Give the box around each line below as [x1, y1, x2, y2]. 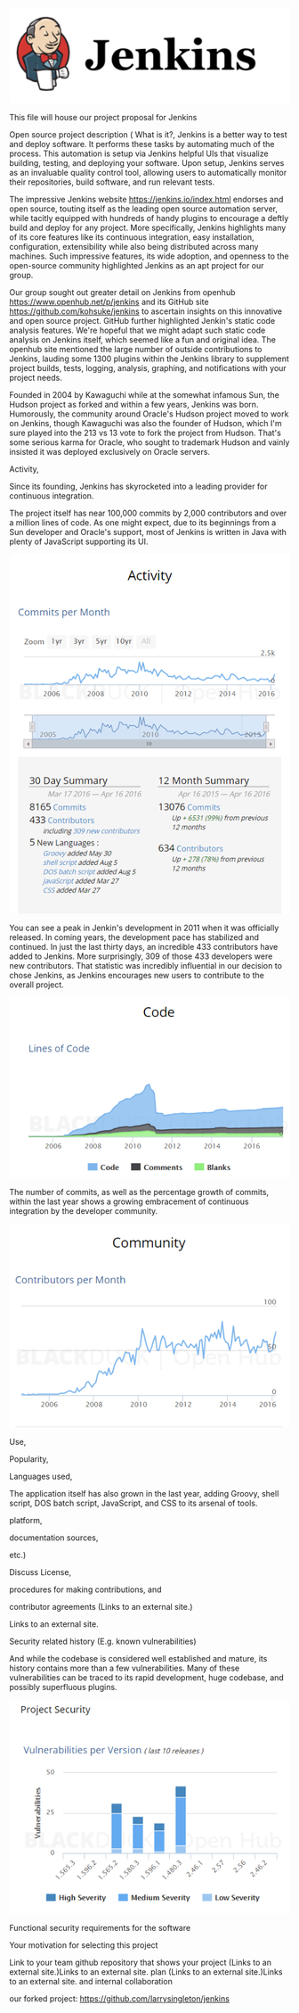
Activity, [9, 463, 40, 474]
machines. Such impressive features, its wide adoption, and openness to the [9, 251, 289, 261]
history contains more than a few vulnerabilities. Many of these [9, 1662, 240, 1674]
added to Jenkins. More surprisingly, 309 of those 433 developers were [9, 951, 273, 961]
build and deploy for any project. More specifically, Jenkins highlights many [9, 222, 287, 233]
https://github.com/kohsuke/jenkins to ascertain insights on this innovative [9, 306, 283, 317]
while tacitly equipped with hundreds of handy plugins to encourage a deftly [9, 212, 289, 223]
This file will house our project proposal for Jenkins [9, 111, 198, 122]
